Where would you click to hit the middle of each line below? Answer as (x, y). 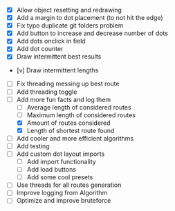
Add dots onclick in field (51, 41)
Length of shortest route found (71, 130)
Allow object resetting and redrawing (69, 10)
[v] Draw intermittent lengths (57, 70)
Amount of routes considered (69, 123)
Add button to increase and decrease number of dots (92, 33)
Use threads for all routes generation (69, 185)
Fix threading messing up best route (68, 84)
